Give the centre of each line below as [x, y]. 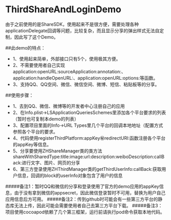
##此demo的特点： [26, 48]
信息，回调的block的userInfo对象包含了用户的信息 [70, 175]
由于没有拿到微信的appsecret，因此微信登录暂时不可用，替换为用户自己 [90, 192]
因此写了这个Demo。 [36, 37]
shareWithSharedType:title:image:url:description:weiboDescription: [83, 157]
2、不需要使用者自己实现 [39, 65]
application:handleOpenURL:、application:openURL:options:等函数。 [85, 78]
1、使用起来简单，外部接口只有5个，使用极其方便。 [67, 59]
